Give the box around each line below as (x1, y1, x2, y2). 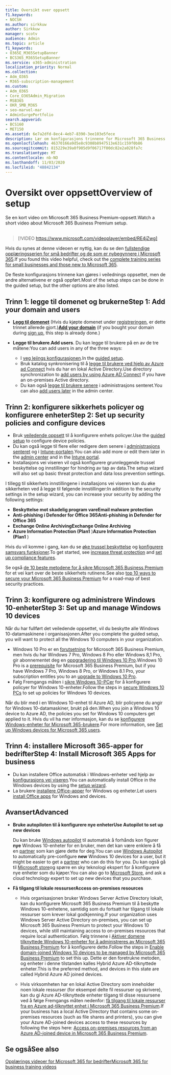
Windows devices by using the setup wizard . (12, 782, 107, 788)
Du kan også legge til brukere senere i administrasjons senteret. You (20, 382, 162, 388)
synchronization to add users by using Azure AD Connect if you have (20, 371, 166, 378)
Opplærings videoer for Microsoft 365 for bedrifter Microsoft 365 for (5, 1059, 149, 1065)
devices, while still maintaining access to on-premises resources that (20, 927, 166, 934)
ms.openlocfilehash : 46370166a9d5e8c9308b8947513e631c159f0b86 (5, 141, 143, 146)
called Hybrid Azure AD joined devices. (20, 971, 103, 977)
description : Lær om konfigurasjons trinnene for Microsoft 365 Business (5, 136, 166, 141)
